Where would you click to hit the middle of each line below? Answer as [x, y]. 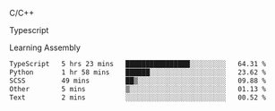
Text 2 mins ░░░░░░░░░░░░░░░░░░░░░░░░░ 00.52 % [138, 98]
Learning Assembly [45, 47]
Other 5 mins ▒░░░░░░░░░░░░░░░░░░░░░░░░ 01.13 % [138, 89]
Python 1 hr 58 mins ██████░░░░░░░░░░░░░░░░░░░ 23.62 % [138, 72]
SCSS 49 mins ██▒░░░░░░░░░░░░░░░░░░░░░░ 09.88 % [138, 81]
